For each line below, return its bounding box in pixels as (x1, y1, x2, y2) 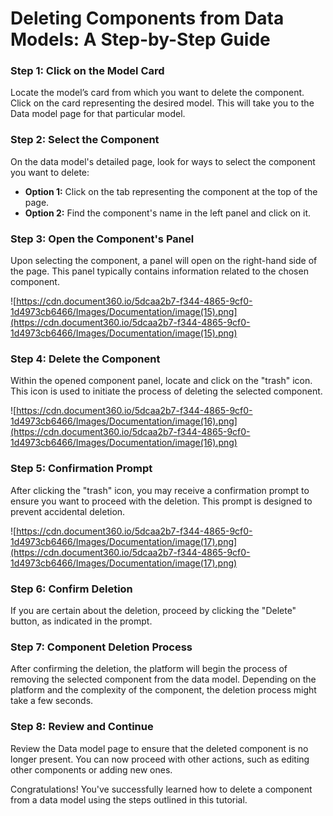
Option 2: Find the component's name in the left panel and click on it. (24, 207, 312, 219)
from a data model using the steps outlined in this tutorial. (10, 793, 248, 806)
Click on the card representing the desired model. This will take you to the (10, 97, 315, 109)
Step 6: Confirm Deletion (10, 582, 133, 596)
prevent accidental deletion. (10, 505, 126, 517)
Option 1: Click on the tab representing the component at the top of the (24, 185, 318, 197)
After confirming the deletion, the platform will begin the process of (10, 663, 288, 675)
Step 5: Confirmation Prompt (10, 462, 153, 476)
